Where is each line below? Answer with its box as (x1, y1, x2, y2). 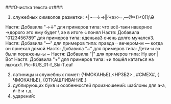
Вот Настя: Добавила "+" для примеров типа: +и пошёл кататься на (5, 56, 154, 62)
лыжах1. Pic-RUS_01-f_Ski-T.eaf (5, 62, 73, 67)
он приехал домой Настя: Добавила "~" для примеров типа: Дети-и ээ (5, 46, 161, 51)
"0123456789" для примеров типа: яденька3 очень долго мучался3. (5, 35, 155, 41)
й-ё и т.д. (12, 88, 33, 93)
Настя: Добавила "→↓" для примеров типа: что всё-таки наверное (5, 24, 152, 30)
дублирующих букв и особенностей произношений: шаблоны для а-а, (12, 82, 166, 88)
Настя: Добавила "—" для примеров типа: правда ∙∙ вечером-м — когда (5, 40, 163, 46)
